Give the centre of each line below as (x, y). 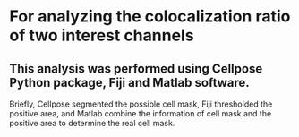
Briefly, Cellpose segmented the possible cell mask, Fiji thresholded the (141, 104)
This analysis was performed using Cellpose (136, 68)
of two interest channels (102, 35)
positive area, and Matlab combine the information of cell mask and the (141, 113)
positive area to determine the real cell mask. (92, 123)
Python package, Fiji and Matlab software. (130, 82)
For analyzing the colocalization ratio (150, 17)
